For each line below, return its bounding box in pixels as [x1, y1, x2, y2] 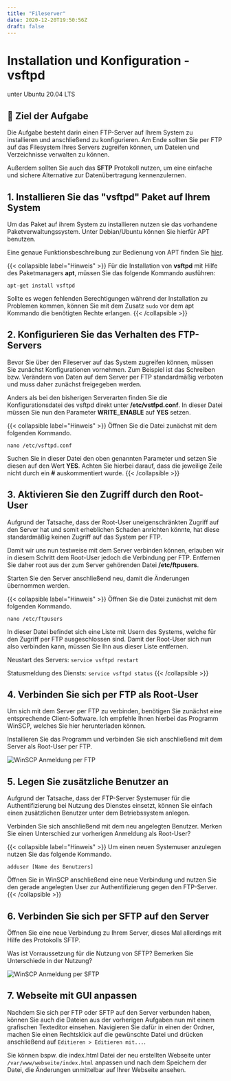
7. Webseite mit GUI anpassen [7, 990, 137, 1002]
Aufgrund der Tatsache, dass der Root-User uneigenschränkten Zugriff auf [7, 518, 219, 526]
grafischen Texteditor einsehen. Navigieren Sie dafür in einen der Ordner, [7, 1022, 215, 1031]
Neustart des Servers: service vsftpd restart [7, 655, 139, 664]
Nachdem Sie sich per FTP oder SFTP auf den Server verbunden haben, [7, 1008, 212, 1016]
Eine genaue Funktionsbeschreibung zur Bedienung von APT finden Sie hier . [7, 248, 223, 256]
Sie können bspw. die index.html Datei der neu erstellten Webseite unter [7, 1051, 211, 1059]
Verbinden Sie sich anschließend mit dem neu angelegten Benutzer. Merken [7, 822, 222, 831]
